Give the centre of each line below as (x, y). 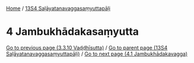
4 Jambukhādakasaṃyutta (72, 32)
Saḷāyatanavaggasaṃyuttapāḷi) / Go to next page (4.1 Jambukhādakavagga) (97, 54)
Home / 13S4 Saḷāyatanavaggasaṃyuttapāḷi (58, 8)
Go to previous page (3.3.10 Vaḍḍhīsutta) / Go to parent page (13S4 (87, 47)
